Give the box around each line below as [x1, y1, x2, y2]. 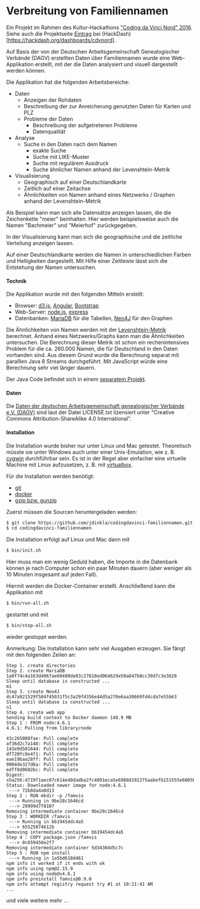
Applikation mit [6, 589, 43, 596]
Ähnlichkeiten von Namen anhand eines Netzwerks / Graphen [23, 191, 175, 198]
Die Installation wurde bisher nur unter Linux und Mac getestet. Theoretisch [6, 442, 192, 449]
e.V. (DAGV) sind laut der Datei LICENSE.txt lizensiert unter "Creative [6, 409, 174, 416]
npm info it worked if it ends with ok [6, 860, 105, 866]
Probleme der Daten [23, 115, 73, 123]
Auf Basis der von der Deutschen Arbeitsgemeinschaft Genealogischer [6, 48, 180, 55]
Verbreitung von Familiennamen [6, 4, 168, 18]
